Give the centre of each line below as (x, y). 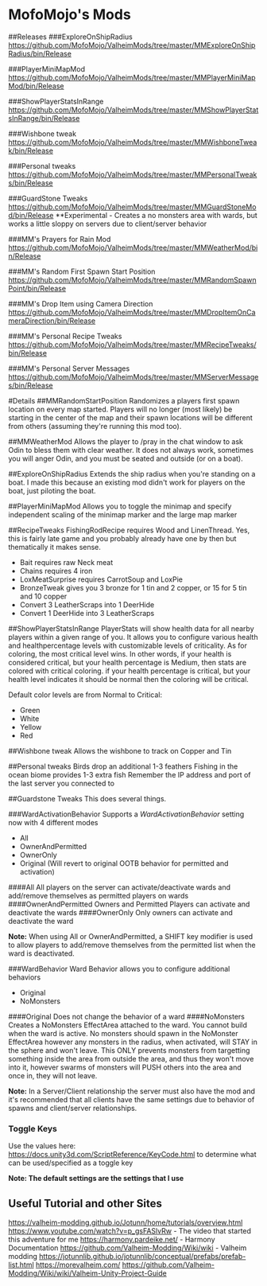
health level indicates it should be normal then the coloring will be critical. (128, 679)
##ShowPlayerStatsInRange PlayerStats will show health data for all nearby (131, 628)
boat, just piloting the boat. (52, 490)
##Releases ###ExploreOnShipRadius (70, 37)
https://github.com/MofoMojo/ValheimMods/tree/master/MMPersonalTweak (133, 174)
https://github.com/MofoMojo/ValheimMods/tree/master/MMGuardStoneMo (132, 207)
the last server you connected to (62, 783)
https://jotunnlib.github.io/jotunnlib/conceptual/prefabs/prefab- (143, 1257)
